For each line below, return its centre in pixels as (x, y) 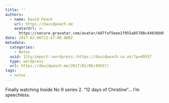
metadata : (16, 43)
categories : (22, 47)
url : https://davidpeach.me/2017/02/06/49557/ (59, 66)
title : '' (16, 10)
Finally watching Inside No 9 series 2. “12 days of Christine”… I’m (72, 89)
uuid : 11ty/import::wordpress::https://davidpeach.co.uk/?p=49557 (81, 57)
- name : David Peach (31, 19)
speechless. (18, 95)
